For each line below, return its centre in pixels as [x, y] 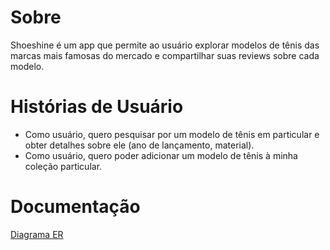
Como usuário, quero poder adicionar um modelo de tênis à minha [161, 155]
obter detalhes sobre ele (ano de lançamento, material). [139, 145]
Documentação [75, 207]
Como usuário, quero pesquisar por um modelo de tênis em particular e [172, 134]
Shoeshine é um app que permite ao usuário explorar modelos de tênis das [165, 45]
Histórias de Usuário [97, 107]
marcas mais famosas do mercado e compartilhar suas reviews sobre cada [165, 55]
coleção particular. [63, 166]
